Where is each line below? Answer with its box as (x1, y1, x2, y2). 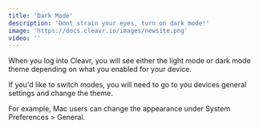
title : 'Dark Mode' (8, 11, 74, 20)
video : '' (8, 34, 42, 42)
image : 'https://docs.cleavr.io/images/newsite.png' (8, 26, 188, 34)
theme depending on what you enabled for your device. (8, 65, 192, 74)
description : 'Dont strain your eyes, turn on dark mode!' (8, 19, 210, 27)
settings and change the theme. (8, 89, 114, 98)
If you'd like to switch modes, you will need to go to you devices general (8, 80, 247, 90)
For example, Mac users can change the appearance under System (8, 104, 231, 114)
